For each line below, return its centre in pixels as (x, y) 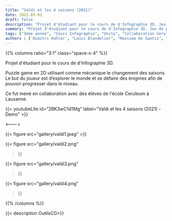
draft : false (19, 19)
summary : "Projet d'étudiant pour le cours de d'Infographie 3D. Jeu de (84, 29)
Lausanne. (16, 99)
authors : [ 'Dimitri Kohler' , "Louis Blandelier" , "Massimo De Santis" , (84, 39)
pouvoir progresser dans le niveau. (42, 83)
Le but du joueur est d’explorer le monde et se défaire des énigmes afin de (84, 78)
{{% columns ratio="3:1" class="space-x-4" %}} (56, 53)
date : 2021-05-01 (24, 15)
